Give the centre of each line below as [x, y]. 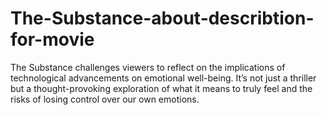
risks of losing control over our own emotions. [105, 99]
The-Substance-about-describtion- [162, 18]
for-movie [52, 39]
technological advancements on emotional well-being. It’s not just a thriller [163, 78]
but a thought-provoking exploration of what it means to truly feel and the [161, 88]
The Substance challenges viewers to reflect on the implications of [148, 67]
